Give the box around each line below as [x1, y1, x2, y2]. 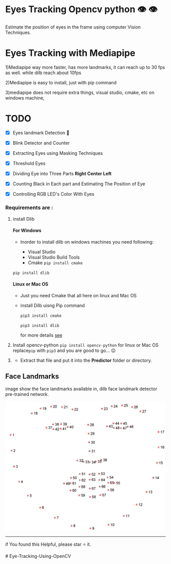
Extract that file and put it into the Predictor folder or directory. [20, 357, 152, 363]
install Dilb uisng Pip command [20, 302, 85, 309]
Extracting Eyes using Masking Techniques [12, 150, 103, 156]
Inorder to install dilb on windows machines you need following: [20, 239, 154, 245]
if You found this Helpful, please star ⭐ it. [5, 541, 92, 547]
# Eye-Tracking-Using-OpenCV [5, 553, 71, 559]
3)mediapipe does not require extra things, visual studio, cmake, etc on [5, 89, 155, 96]
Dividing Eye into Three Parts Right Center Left [12, 171, 112, 177]
